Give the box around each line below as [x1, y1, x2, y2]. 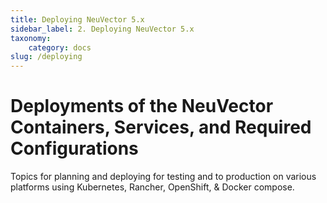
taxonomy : [10, 33, 52, 43]
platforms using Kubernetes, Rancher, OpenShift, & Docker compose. [10, 181, 295, 193]
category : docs [28, 42, 92, 53]
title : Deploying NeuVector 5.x [10, 14, 145, 25]
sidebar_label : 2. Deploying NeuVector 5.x [10, 24, 195, 34]
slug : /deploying [10, 52, 83, 62]
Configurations [10, 137, 139, 160]
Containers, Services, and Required [10, 116, 312, 139]
